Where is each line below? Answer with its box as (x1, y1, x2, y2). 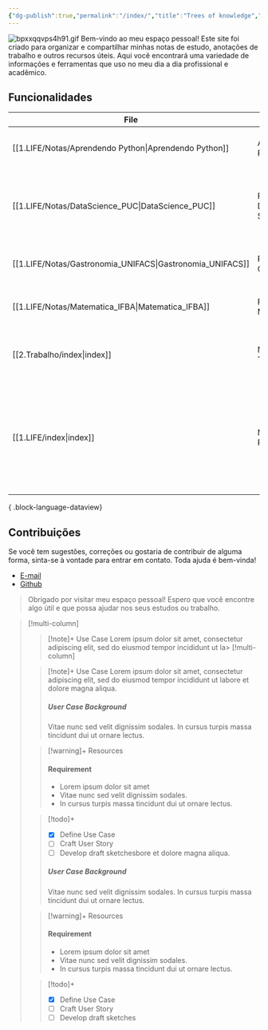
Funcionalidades (8, 91, 93, 105)
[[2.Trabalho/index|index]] (12, 349, 112, 360)
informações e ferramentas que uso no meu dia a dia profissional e (8, 59, 229, 69)
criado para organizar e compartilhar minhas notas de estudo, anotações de (8, 42, 258, 52)
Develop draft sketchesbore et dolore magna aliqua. (59, 848, 231, 858)
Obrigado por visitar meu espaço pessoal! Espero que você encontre (27, 595, 255, 604)
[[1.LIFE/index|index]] (12, 432, 95, 443)
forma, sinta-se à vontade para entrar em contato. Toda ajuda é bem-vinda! (8, 556, 257, 565)
